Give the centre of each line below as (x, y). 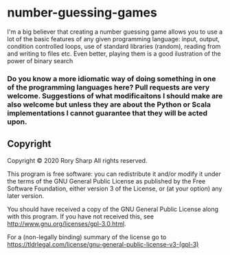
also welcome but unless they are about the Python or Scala (109, 104)
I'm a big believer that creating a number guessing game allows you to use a (115, 32)
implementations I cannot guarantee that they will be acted (107, 113)
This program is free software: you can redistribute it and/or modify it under (114, 174)
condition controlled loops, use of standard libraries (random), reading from (114, 46)
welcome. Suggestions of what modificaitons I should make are (115, 96)
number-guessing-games (82, 13)
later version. (26, 196)
